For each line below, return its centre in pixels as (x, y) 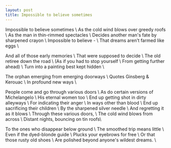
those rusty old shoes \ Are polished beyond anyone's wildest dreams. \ (81, 140)
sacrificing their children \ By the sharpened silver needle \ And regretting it (85, 108)
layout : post (19, 10)
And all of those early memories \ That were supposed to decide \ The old (83, 56)
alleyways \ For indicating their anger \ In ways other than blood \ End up (82, 102)
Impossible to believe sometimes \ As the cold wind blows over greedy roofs (86, 29)
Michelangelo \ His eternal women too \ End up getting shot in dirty (76, 97)
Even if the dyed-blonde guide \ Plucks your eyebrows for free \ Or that (80, 134)
